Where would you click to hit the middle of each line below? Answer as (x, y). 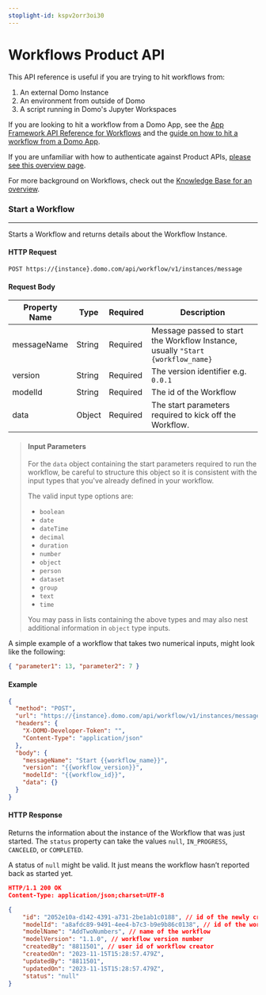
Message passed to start (198, 331)
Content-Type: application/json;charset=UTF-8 (86, 895)
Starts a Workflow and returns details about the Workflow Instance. (118, 234)
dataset (52, 580)
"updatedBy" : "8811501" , (63, 961)
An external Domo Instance (64, 92)
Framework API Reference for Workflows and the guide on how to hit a (123, 133)
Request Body (32, 286)
